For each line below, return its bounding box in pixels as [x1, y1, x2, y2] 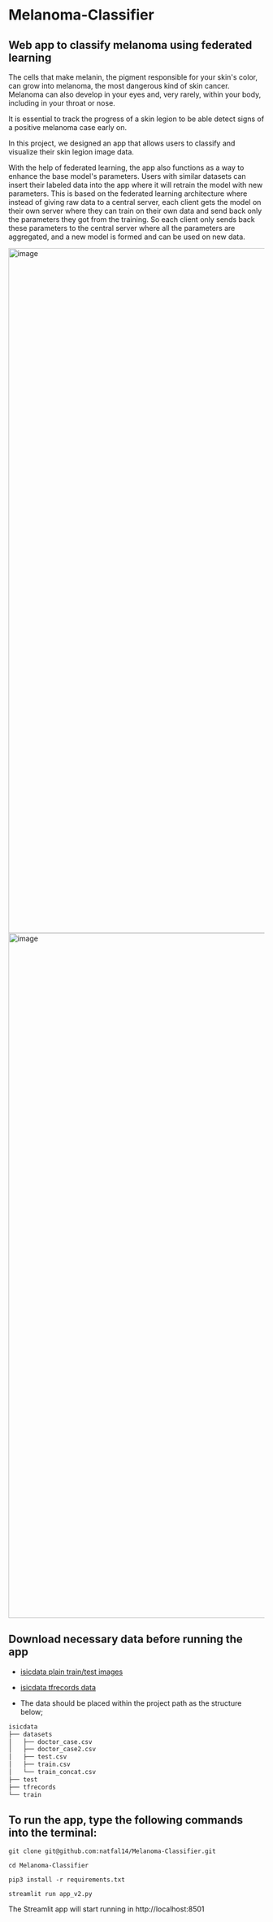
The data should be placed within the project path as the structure [19, 1698, 242, 1708]
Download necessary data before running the [8, 1633, 244, 1646]
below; [19, 1707, 43, 1716]
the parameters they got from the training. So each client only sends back [8, 215, 256, 224]
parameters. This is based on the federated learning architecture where [8, 189, 248, 198]
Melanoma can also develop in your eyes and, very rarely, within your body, [8, 89, 262, 99]
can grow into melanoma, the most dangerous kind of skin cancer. [8, 81, 230, 90]
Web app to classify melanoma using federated [8, 38, 253, 52]
